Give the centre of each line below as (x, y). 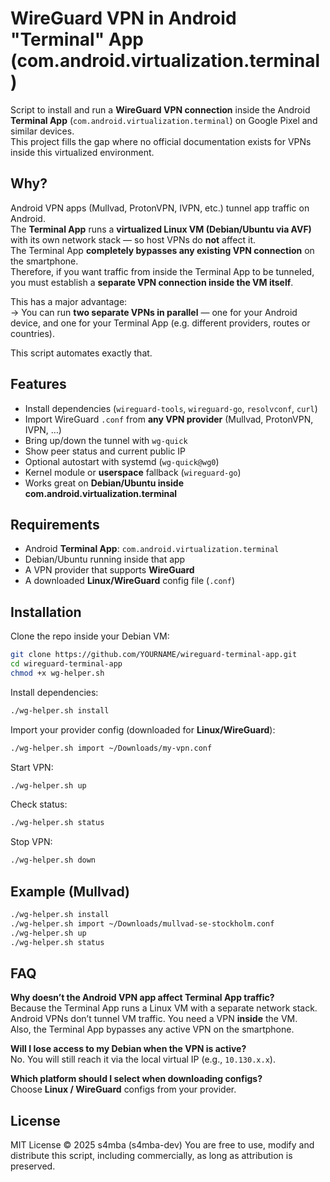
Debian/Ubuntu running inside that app (105, 559)
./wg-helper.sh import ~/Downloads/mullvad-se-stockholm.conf (142, 923)
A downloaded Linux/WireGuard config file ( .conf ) (130, 581)
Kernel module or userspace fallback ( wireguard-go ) (133, 472)
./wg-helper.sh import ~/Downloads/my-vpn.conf (111, 748)
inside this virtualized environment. (82, 152)
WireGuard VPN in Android (123, 18)
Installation (46, 612)
